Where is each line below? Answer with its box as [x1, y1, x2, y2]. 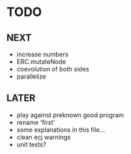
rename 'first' [16, 118, 55, 126]
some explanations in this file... [16, 126, 105, 134]
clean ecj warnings [16, 132, 71, 141]
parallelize [16, 72, 46, 80]
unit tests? [16, 140, 46, 148]
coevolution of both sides [16, 65, 89, 73]
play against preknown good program [16, 110, 124, 119]
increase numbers [16, 50, 69, 58]
